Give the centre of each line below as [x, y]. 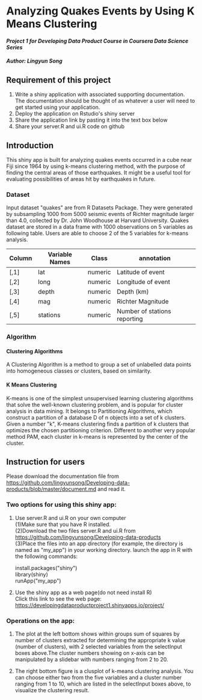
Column [21, 258]
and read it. [112, 489]
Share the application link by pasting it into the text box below [91, 120]
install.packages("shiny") [46, 568]
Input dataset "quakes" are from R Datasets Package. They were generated [99, 208]
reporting [130, 319]
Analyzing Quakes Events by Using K [100, 11]
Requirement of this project [59, 80]
